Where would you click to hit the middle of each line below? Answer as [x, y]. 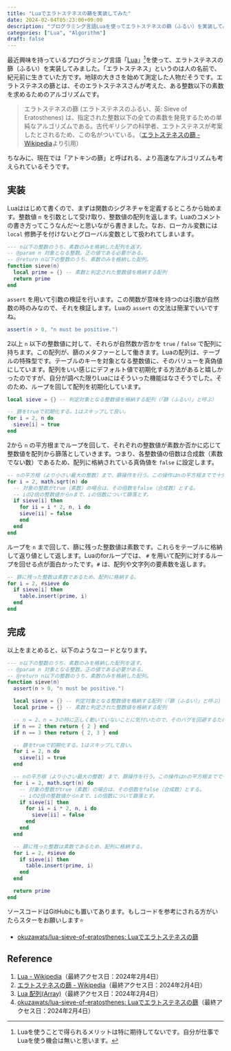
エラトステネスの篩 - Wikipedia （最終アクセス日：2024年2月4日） [111, 985]
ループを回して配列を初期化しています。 [87, 387]
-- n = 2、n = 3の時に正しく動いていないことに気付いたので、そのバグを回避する [115, 719]
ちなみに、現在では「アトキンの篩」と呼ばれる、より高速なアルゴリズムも [112, 158]
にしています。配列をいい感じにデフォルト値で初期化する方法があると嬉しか [115, 369]
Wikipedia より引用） [53, 143]
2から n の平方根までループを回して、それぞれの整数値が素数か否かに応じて [114, 445]
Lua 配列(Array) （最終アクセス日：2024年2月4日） [89, 993]
